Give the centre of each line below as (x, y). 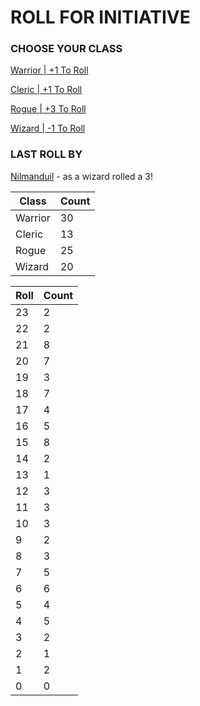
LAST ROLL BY (46, 154)
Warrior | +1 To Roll (49, 70)
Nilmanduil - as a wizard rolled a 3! (82, 176)
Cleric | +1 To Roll (46, 90)
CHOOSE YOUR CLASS (66, 49)
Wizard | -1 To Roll (48, 128)
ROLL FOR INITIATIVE (100, 17)
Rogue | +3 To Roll (48, 109)
